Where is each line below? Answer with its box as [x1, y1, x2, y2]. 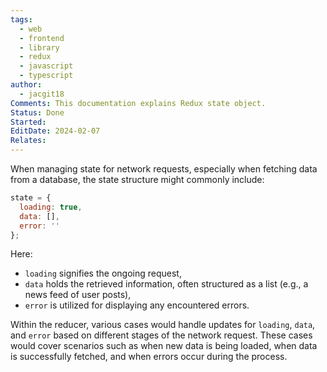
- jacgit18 [19, 89, 65, 99]
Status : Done [10, 107, 65, 118]
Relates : [10, 136, 47, 146]
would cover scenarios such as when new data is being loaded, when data [10, 340, 318, 352]
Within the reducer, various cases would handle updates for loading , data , [10, 319, 316, 331]
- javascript [19, 61, 74, 71]
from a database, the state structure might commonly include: [10, 174, 265, 185]
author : [10, 80, 43, 90]
